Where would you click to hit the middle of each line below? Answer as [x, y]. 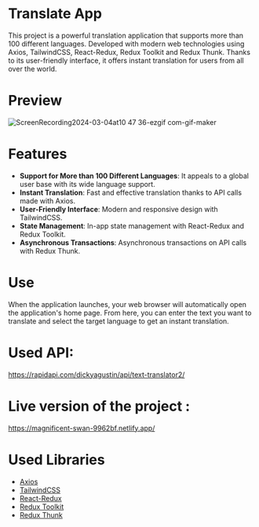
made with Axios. [47, 200]
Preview [35, 101]
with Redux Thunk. [50, 251]
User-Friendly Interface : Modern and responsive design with [119, 209]
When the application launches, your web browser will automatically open [128, 304]
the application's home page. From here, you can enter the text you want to [130, 313]
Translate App [55, 14]
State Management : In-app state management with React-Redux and [132, 225]
